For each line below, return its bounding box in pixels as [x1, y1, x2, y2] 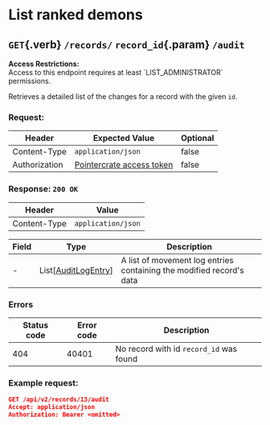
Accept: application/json [8, 403, 95, 411]
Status [22, 320, 49, 331]
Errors [8, 299, 34, 310]
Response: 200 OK [8, 184, 79, 195]
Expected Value [92, 133, 155, 144]
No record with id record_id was [115, 343, 238, 354]
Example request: [8, 377, 79, 388]
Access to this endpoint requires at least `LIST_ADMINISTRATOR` [8, 68, 223, 77]
